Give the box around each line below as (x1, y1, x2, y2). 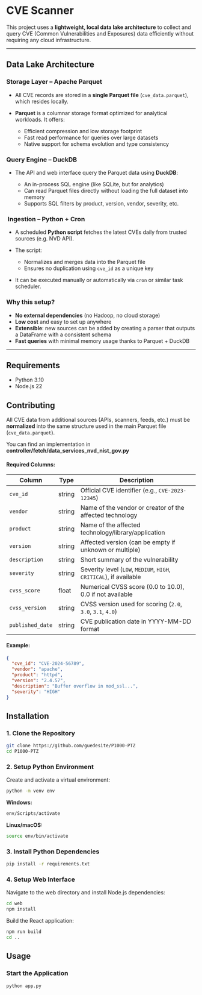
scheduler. (14, 283, 41, 290)
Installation (6, 711, 49, 721)
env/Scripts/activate (6, 811, 61, 817)
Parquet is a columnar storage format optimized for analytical (14, 109, 168, 116)
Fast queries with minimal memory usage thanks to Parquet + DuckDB (14, 337, 190, 344)
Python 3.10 (14, 376, 44, 383)
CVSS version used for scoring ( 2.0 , (80, 600, 182, 609)
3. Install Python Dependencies (6, 847, 100, 856)
